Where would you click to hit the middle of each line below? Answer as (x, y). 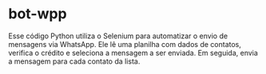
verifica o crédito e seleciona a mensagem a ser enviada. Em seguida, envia (133, 53)
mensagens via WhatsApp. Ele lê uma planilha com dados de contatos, (125, 44)
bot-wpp (38, 14)
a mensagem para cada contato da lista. (74, 61)
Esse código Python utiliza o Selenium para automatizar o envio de (118, 36)
